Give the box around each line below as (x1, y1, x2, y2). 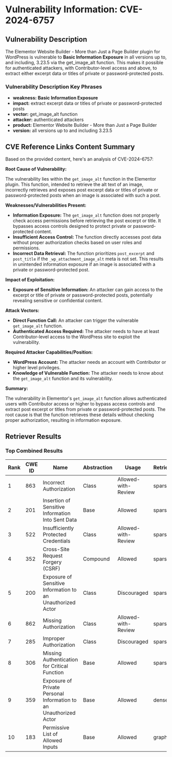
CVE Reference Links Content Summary (5, 142, 135, 151)
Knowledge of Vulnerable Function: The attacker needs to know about (12, 370, 164, 376)
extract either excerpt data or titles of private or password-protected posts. (5, 70, 164, 76)
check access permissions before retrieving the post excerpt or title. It (12, 218, 161, 224)
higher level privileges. (12, 364, 61, 371)
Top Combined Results (5, 448, 63, 455)
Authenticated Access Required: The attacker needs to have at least (12, 328, 160, 335)
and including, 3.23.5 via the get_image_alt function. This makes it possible (5, 60, 164, 65)
